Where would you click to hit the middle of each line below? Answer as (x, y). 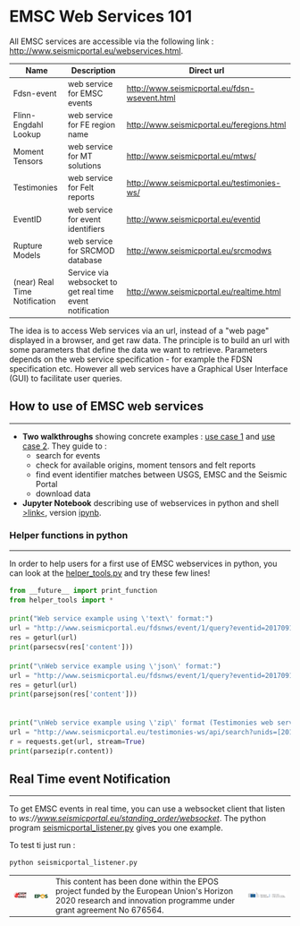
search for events (68, 455)
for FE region (92, 124)
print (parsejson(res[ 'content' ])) (74, 694)
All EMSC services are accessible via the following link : (112, 41)
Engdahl (28, 124)
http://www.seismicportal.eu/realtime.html (204, 292)
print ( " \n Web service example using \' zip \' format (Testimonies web (142, 723)
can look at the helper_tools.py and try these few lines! (110, 573)
